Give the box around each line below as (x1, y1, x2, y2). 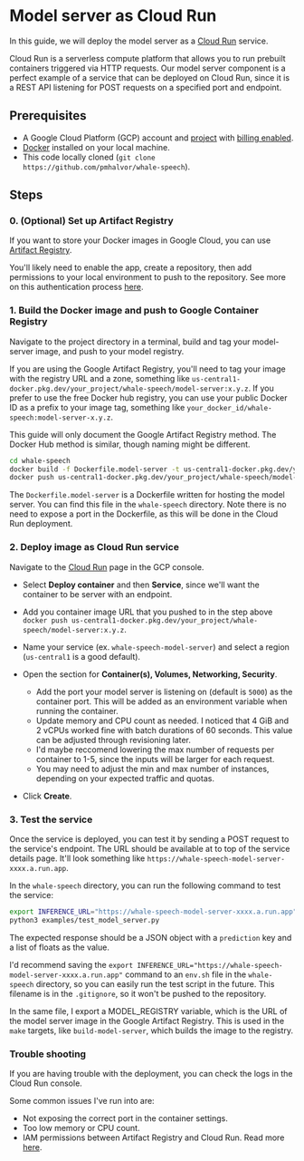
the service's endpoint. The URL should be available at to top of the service (9, 843, 290, 854)
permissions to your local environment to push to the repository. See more (9, 272, 287, 283)
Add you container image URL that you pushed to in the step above (22, 606, 273, 617)
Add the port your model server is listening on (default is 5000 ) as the (35, 686, 293, 697)
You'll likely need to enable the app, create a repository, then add (9, 262, 252, 273)
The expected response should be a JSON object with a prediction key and (9, 932, 292, 943)
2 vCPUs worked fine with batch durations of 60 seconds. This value (35, 724, 293, 735)
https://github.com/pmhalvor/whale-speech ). (22, 160, 191, 172)
